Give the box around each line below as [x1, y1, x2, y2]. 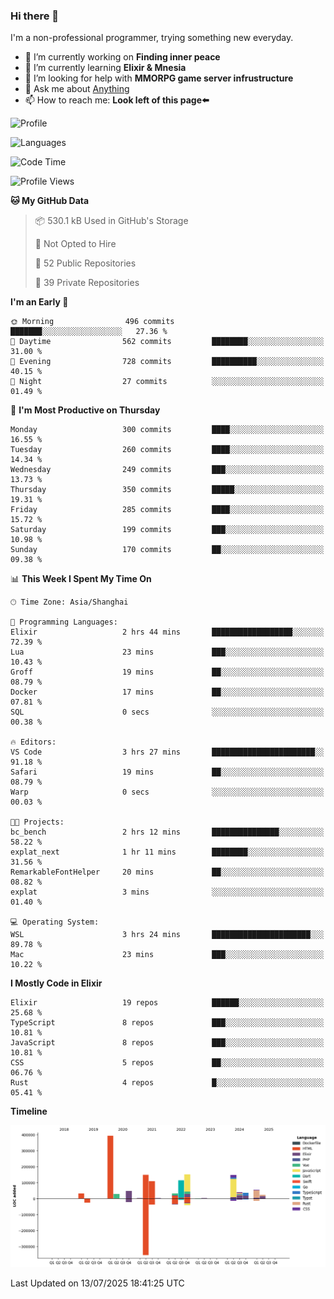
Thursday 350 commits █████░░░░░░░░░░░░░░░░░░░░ [10, 485, 325, 495]
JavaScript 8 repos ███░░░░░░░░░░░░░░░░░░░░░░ [10, 1038, 325, 1048]
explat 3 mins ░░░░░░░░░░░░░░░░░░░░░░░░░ [10, 887, 325, 898]
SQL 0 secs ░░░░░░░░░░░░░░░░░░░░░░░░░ [10, 707, 325, 718]
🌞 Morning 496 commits [10, 317, 175, 327]
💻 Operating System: [10, 917, 100, 928]
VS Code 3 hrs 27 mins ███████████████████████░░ [10, 747, 325, 758]
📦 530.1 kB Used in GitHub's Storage [34, 215, 189, 227]
